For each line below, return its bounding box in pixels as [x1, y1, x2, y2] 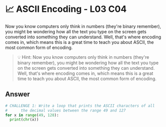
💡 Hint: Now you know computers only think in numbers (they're [17, 54, 150, 60]
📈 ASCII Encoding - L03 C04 [5, 3, 127, 15]
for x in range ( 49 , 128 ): [5, 113, 59, 118]
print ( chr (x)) [9, 117, 39, 122]
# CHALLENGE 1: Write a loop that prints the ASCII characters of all [5, 103, 155, 108]
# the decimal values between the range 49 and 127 [5, 108, 126, 113]
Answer [5, 90, 30, 99]
